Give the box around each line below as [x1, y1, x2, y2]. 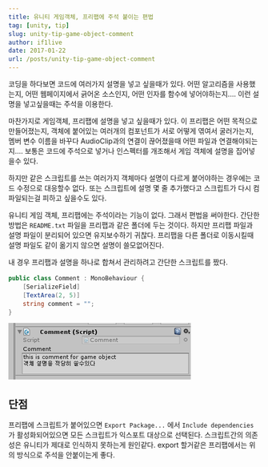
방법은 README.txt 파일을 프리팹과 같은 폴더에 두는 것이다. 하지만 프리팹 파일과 [8, 220, 254, 230]
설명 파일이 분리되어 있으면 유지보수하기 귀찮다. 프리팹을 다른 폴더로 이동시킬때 [8, 231, 254, 240]
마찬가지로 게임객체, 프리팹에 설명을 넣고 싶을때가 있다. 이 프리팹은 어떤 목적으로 [8, 116, 258, 126]
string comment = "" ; [22, 300, 94, 308]
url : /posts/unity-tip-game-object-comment [8, 55, 156, 63]
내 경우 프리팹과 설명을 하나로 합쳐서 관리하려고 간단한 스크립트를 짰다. [8, 257, 228, 267]
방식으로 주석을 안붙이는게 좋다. [16, 450, 115, 460]
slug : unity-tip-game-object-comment [8, 30, 134, 38]
